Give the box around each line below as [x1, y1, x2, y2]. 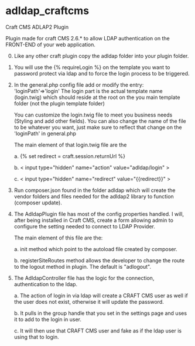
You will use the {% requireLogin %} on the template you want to [13, 63, 170, 71]
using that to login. [13, 333, 59, 340]
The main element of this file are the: [13, 234, 103, 241]
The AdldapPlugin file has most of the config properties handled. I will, [13, 210, 184, 217]
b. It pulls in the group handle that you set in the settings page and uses [13, 309, 187, 317]
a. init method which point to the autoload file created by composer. [13, 245, 177, 252]
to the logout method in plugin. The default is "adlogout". [13, 263, 152, 270]
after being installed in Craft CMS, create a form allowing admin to [13, 217, 174, 224]
